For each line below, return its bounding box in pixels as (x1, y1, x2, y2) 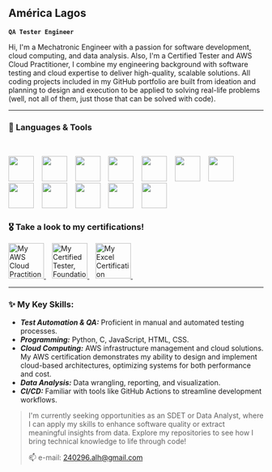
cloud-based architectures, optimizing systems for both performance (19, 360, 252, 370)
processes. (19, 325, 58, 335)
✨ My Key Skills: (8, 299, 74, 310)
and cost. (19, 368, 52, 379)
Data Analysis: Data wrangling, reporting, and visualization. (19, 377, 221, 387)
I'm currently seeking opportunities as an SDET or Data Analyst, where (28, 410, 264, 420)
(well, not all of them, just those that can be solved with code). (8, 93, 216, 104)
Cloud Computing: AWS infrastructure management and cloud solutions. (19, 343, 264, 353)
